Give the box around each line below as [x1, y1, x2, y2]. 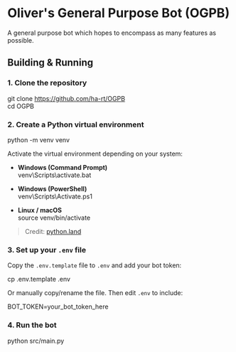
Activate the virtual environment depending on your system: [7, 149, 183, 158]
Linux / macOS [17, 206, 63, 214]
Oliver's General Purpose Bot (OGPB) [7, 5, 230, 21]
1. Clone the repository [7, 78, 87, 88]
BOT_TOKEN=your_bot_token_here [7, 302, 109, 311]
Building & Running [7, 57, 94, 69]
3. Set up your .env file [7, 245, 87, 255]
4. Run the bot [7, 320, 57, 330]
